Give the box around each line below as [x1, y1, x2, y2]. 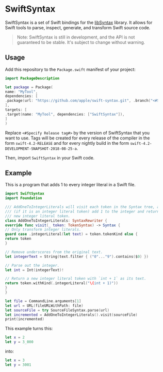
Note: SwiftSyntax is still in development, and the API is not [16, 34, 135, 40]
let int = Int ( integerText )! [5, 267, 64, 273]
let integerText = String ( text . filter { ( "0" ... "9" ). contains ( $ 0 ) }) [5, 254, 149, 259]
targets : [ [5, 107, 27, 112]
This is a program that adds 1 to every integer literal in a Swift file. [5, 182, 136, 188]
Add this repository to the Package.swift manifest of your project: [5, 66, 136, 72]
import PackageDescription [5, 76, 60, 81]
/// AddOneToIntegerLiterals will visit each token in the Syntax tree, [5, 205, 155, 210]
